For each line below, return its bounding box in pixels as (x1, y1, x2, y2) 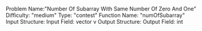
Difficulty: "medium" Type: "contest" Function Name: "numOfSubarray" (5, 12, 186, 19)
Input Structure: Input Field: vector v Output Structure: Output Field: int (5, 18, 184, 25)
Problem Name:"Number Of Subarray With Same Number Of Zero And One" (5, 5, 197, 12)
